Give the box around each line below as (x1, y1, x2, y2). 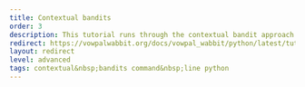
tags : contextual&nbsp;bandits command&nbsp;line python (9, 64, 230, 73)
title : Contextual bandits (9, 13, 112, 23)
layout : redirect (9, 47, 75, 56)
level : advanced (9, 55, 71, 64)
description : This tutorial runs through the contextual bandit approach (9, 30, 295, 39)
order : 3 (9, 22, 43, 31)
